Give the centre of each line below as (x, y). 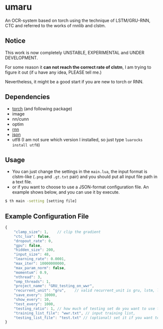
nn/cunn (20, 119)
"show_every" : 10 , (32, 300)
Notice (15, 41)
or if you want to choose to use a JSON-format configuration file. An (80, 187)
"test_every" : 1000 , (34, 304)
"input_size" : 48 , (32, 255)
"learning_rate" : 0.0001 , (40, 259)
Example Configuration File (47, 216)
